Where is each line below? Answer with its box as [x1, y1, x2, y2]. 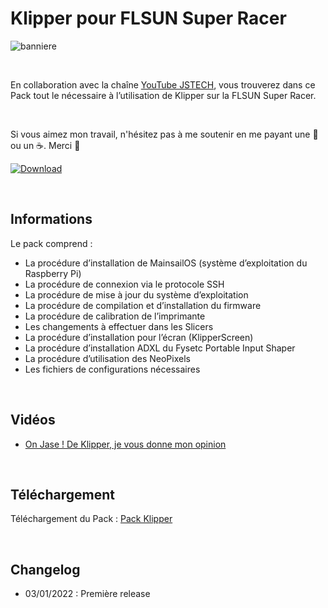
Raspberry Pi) [24, 267, 82, 279]
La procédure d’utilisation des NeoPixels [24, 352, 191, 364]
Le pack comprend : [10, 237, 93, 249]
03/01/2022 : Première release [24, 588, 151, 600]
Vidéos [10, 412, 56, 429]
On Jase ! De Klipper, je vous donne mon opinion [24, 438, 227, 450]
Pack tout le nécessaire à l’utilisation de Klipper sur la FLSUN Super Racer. [10, 89, 317, 101]
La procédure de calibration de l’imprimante [24, 310, 206, 322]
